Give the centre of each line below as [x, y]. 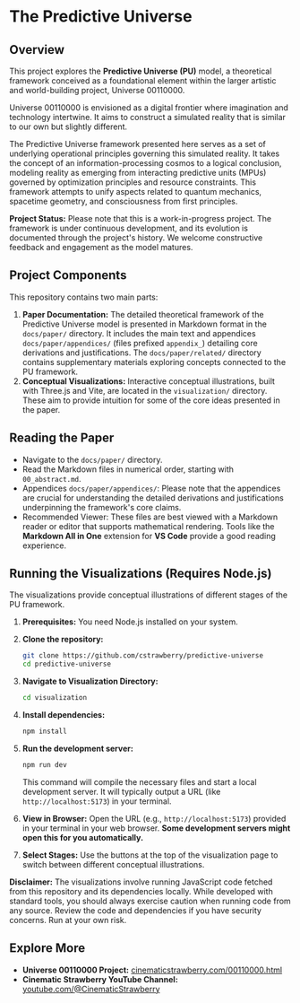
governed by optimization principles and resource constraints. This [133, 182]
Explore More [47, 948]
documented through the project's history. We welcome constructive [136, 238]
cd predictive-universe [67, 664]
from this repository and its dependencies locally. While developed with [141, 891]
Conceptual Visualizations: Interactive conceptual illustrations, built [149, 381]
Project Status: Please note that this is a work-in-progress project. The [140, 218]
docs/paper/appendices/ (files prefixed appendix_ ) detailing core [140, 343]
